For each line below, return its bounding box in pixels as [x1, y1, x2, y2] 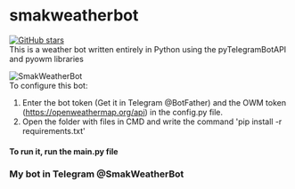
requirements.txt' [21, 125, 86, 136]
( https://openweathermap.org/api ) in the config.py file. [21, 106, 224, 117]
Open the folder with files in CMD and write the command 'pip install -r [21, 116, 283, 127]
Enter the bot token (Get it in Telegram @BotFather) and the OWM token [21, 97, 287, 107]
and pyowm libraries [9, 53, 85, 64]
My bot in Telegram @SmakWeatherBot [9, 168, 184, 180]
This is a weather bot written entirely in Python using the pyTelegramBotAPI [9, 43, 287, 54]
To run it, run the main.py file [9, 146, 119, 156]
